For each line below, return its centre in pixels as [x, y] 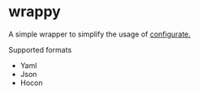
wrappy [35, 12]
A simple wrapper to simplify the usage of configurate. [99, 34]
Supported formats [40, 49]
